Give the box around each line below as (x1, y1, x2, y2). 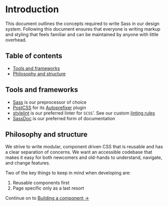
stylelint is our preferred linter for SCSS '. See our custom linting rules (12, 110, 155, 116)
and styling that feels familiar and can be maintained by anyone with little (5, 31, 159, 37)
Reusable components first (12, 180, 70, 186)
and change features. (5, 160, 51, 166)
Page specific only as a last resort (12, 185, 84, 191)
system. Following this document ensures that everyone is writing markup (5, 26, 161, 32)
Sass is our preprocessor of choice (12, 99, 87, 105)
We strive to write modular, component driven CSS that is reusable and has (5, 144, 163, 150)
